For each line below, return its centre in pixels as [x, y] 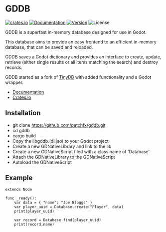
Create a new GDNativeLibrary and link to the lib [62, 146]
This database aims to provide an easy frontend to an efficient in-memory [81, 42]
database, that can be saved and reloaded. [49, 47]
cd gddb [21, 130]
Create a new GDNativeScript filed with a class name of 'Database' [81, 151]
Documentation [28, 92]
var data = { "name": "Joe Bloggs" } [53, 203]
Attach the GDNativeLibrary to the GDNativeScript [64, 157]
